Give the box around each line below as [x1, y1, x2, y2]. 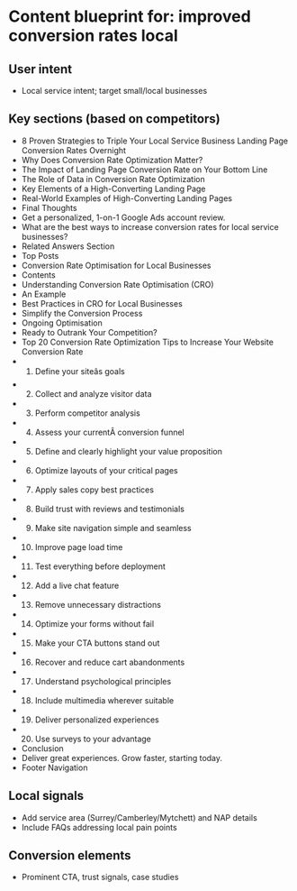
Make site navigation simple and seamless [34, 522, 192, 533]
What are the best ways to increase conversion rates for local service [21, 221, 280, 232]
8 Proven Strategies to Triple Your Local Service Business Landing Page [21, 135, 289, 146]
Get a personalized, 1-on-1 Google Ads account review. [21, 212, 226, 223]
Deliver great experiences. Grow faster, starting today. [21, 752, 222, 763]
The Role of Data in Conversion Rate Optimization [21, 173, 206, 184]
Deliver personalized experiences [34, 714, 159, 725]
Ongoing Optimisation [21, 317, 103, 328]
